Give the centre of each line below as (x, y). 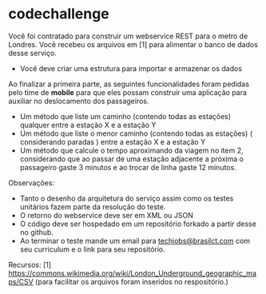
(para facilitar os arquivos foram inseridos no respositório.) (132, 281)
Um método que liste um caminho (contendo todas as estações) (125, 116)
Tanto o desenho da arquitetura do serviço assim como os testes (127, 198)
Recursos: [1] (30, 264)
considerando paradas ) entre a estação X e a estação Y (113, 141)
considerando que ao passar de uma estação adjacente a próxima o (131, 159)
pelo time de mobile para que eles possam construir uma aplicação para (128, 92)
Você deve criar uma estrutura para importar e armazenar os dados (131, 68)
